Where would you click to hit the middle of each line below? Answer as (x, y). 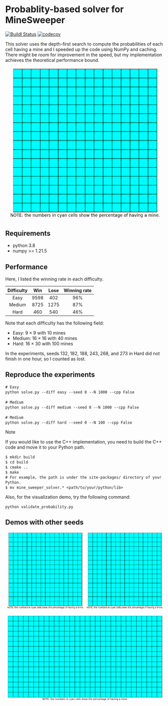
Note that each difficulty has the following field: (55, 323)
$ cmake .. (17, 467)
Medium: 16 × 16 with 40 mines (45, 339)
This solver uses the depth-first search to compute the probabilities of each (84, 44)
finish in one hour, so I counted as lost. (46, 359)
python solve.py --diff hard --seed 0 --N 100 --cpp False (69, 422)
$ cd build (17, 462)
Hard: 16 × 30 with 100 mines (43, 344)
